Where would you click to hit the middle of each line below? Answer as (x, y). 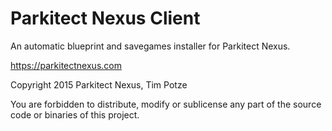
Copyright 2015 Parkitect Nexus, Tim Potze (99, 84)
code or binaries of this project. (75, 114)
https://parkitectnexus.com (66, 65)
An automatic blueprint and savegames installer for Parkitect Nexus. (150, 46)
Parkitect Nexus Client (105, 18)
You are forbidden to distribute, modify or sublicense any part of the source (166, 104)
